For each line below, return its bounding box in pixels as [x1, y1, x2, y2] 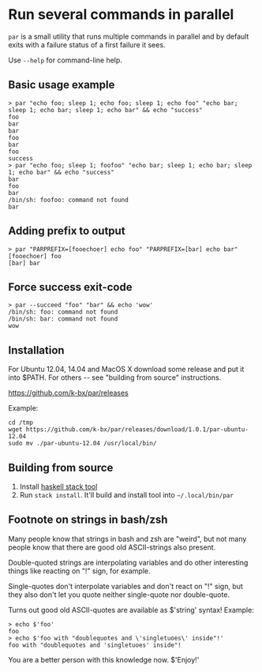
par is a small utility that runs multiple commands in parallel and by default [8, 32, 249, 41]
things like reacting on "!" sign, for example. [8, 566, 152, 576]
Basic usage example [8, 78, 115, 92]
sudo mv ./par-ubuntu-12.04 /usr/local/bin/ [8, 440, 157, 448]
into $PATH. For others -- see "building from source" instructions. [8, 373, 222, 382]
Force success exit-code [8, 280, 133, 294]
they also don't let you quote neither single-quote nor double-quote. [8, 590, 230, 599]
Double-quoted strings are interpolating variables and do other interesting [8, 557, 249, 567]
